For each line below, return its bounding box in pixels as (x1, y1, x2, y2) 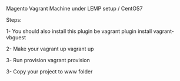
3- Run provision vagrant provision (6, 57, 90, 63)
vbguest (6, 34, 26, 41)
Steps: (6, 16, 22, 23)
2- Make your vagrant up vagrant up (6, 45, 94, 52)
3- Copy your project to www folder (6, 68, 93, 75)
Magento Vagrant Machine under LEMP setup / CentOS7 (6, 5, 143, 12)
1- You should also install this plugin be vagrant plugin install (6, 28, 152, 35)
